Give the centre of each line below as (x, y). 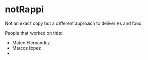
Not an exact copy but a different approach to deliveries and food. (74, 23)
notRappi (24, 9)
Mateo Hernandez (31, 43)
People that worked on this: (34, 33)
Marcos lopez (26, 48)
